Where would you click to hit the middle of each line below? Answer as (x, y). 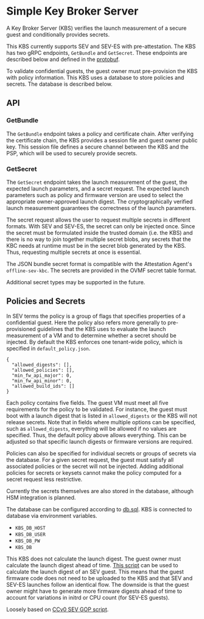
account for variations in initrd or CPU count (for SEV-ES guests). (88, 597)
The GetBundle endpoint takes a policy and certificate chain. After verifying (100, 134)
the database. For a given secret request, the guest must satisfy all (90, 460)
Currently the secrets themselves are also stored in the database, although (100, 491)
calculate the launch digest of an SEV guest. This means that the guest (95, 572)
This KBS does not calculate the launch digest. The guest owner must (94, 559)
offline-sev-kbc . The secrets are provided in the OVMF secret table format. (101, 270)
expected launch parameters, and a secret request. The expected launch (98, 188)
